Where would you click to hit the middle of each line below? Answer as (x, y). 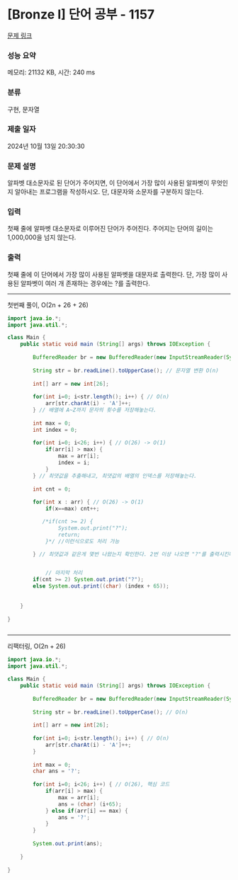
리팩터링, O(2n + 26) (36, 646)
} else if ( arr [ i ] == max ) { (87, 811)
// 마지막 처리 (64, 573)
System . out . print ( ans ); (68, 844)
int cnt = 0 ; (52, 489)
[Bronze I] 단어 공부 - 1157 (81, 15)
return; (69, 535)
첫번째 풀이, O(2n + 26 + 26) (48, 304)
